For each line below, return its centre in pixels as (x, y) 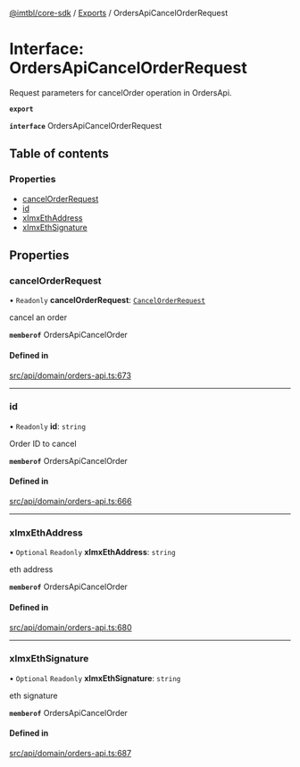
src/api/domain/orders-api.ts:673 (71, 375)
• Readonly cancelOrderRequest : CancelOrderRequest (107, 300)
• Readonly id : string (48, 426)
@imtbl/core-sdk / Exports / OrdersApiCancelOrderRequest (119, 13)
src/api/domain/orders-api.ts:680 (71, 627)
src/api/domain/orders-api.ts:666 (71, 501)
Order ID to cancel (43, 443)
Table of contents (59, 154)
